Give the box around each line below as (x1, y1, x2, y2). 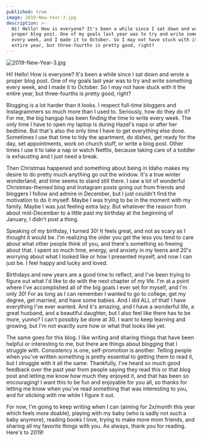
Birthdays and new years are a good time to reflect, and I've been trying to (6, 271, 191, 278)
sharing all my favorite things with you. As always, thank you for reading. (6, 422, 186, 430)
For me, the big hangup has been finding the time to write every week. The (6, 114, 191, 121)
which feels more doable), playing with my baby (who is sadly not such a (6, 409, 186, 416)
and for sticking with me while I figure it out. (6, 391, 115, 398)
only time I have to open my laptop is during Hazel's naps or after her (6, 120, 177, 128)
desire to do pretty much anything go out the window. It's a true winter (6, 170, 181, 178)
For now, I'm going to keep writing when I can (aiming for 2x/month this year (6, 403, 195, 410)
